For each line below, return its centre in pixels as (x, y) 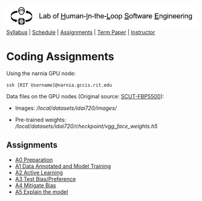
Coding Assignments (60, 57)
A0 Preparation (34, 159)
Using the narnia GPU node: (41, 74)
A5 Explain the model (41, 191)
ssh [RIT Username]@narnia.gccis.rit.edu (59, 85)
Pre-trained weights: (41, 120)
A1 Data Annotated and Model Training (63, 166)
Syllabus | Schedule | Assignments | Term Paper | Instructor (81, 33)
